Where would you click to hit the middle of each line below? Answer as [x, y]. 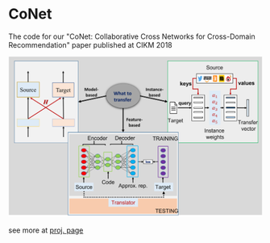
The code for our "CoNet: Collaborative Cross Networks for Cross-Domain [132, 36]
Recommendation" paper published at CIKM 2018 [90, 44]
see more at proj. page [46, 230]
